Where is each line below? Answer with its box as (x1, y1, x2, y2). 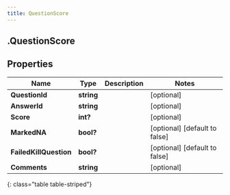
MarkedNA (10, 127, 47, 137)
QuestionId (10, 90, 48, 100)
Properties (7, 59, 53, 70)
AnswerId (10, 101, 43, 110)
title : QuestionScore (7, 10, 69, 17)
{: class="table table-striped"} (7, 180, 92, 188)
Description (105, 78, 144, 88)
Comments (10, 162, 48, 172)
